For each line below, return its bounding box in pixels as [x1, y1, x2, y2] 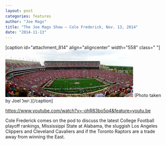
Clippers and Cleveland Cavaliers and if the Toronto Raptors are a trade [5, 128, 155, 135]
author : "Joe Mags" [5, 19, 47, 24]
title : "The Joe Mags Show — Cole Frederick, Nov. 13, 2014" [5, 25, 138, 30]
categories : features [5, 13, 52, 19]
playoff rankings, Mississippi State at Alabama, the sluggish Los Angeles [5, 123, 158, 129]
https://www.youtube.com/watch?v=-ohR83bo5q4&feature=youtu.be [5, 108, 151, 114]
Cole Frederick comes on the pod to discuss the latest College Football [5, 117, 155, 124]
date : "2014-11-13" [5, 30, 47, 35]
